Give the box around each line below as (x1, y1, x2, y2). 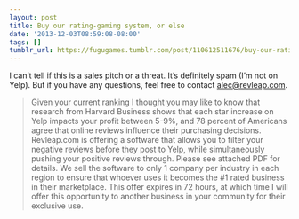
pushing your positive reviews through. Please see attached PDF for (30, 153, 280, 164)
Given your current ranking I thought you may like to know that (30, 97, 261, 107)
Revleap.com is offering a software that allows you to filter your (30, 135, 264, 145)
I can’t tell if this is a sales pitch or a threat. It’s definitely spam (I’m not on (9, 70, 279, 81)
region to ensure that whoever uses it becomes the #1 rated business (30, 172, 285, 183)
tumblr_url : (9, 46, 53, 55)
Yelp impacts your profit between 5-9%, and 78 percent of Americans (30, 116, 287, 127)
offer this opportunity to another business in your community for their (30, 192, 287, 202)
